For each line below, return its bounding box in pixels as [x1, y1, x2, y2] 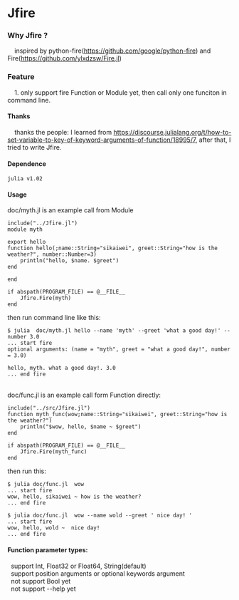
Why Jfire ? [7, 31, 48, 41]
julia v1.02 [7, 175, 43, 182]
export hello [7, 239, 46, 246]
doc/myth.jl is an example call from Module [7, 206, 134, 214]
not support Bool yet [10, 576, 71, 585]
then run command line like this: [7, 314, 101, 322]
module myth [7, 226, 43, 233]
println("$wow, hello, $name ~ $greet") [20, 423, 142, 430]
